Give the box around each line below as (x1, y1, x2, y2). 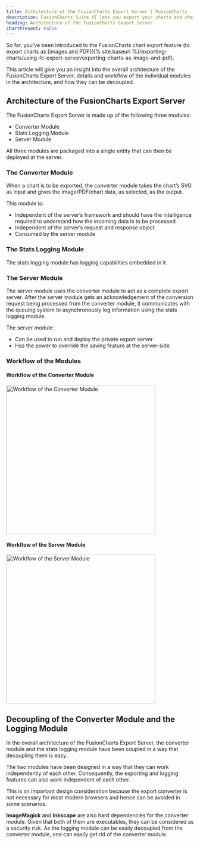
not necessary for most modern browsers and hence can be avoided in (6, 794, 180, 801)
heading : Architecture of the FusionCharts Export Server (6, 20, 153, 26)
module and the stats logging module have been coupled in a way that (6, 746, 179, 753)
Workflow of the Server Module (6, 541, 86, 548)
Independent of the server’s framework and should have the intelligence (14, 211, 192, 219)
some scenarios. (6, 801, 47, 808)
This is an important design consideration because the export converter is (6, 787, 187, 795)
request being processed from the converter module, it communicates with (6, 300, 190, 307)
